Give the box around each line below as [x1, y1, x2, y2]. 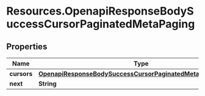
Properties [6, 41, 48, 52]
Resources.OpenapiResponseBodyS [6, 4, 194, 18]
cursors [9, 70, 33, 78]
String [38, 80, 57, 87]
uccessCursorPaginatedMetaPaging [6, 17, 195, 31]
